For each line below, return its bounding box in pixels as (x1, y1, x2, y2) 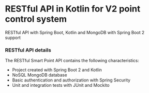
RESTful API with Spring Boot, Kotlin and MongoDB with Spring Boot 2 (5, 29, 145, 35)
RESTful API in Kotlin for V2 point (5, 3, 140, 14)
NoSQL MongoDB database (12, 72, 67, 78)
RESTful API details (5, 47, 52, 53)
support (5, 35, 21, 40)
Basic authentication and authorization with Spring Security (12, 77, 131, 83)
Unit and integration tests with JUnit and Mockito (12, 82, 110, 88)
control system (5, 13, 67, 25)
